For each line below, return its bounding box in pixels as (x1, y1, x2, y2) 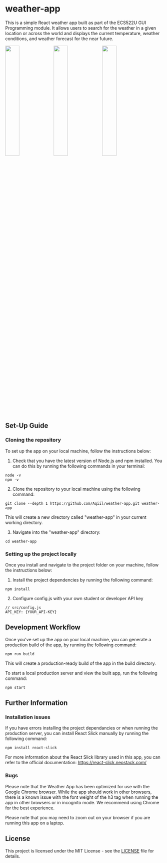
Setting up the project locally (5, 550, 77, 557)
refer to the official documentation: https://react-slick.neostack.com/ (5, 760, 146, 766)
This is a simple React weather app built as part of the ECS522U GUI (5, 20, 146, 26)
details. (5, 853, 20, 859)
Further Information (5, 698, 68, 707)
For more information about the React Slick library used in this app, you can (5, 754, 161, 760)
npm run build (5, 651, 35, 656)
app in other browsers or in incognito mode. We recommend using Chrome (5, 799, 159, 805)
